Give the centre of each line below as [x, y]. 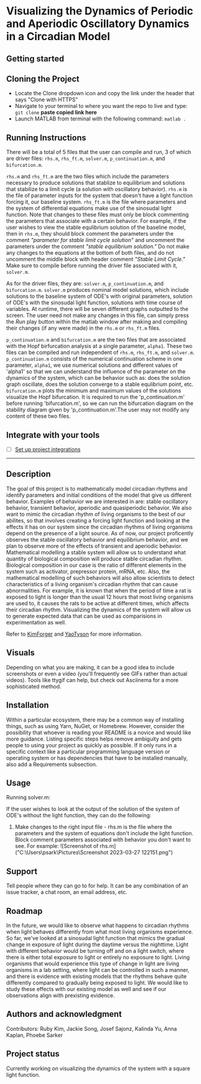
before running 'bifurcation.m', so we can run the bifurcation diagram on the [100, 403]
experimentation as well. [36, 622]
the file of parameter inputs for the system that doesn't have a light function [100, 195]
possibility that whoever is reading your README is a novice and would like [99, 732]
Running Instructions [46, 138]
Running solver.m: [28, 798]
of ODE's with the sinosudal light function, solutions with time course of [94, 303]
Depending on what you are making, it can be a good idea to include [90, 667]
